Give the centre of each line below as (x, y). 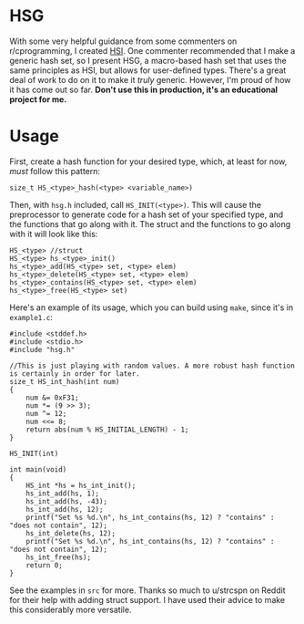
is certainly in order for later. (75, 374)
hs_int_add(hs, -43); (66, 501)
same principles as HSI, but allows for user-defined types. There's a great (148, 70)
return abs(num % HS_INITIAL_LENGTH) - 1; (107, 430)
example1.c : (31, 317)
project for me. (38, 99)
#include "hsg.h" (42, 349)
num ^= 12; (46, 413)
